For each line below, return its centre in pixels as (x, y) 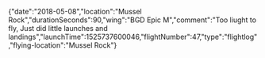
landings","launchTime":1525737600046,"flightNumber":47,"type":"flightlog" (133, 37)
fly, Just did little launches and (58, 28)
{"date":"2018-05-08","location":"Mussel (75, 12)
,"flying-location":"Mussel (50, 45)
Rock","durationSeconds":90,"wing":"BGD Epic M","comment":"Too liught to (132, 20)
